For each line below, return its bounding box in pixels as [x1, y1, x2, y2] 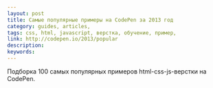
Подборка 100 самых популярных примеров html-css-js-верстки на [7, 67, 207, 76]
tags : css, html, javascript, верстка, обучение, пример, [7, 29, 177, 36]
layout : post [7, 10, 45, 17]
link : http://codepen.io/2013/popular [7, 36, 118, 43]
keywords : [7, 49, 36, 56]
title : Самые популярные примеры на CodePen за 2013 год [7, 16, 174, 23]
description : [7, 42, 45, 49]
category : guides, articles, [7, 23, 91, 30]
